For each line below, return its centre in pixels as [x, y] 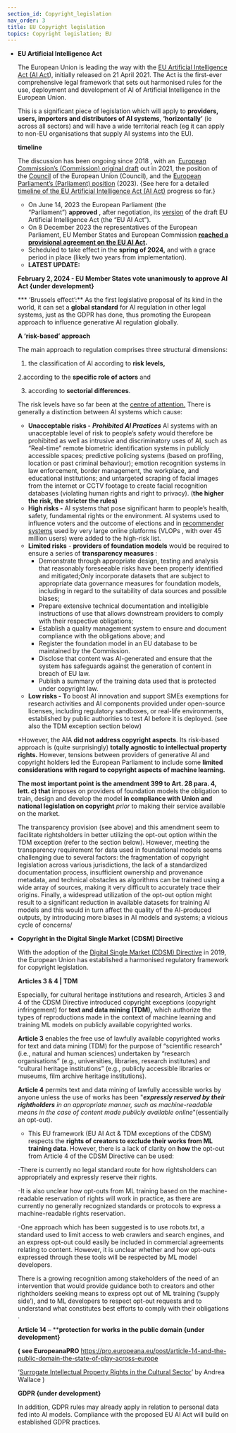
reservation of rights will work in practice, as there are [123, 1198]
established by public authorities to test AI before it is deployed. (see [128, 719]
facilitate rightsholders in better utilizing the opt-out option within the [117, 835]
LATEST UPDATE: [54, 265]
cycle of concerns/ [45, 925]
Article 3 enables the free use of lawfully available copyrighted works [119, 1039]
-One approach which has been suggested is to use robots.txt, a [111, 1227]
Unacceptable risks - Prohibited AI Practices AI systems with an [123, 426]
